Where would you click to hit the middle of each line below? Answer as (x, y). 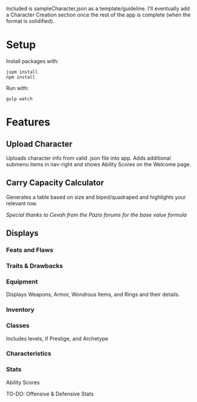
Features (28, 122)
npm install (21, 77)
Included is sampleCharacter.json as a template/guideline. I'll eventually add (98, 9)
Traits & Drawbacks (35, 266)
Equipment (22, 281)
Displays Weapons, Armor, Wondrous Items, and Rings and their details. (93, 295)
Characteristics (29, 354)
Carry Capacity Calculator (55, 183)
